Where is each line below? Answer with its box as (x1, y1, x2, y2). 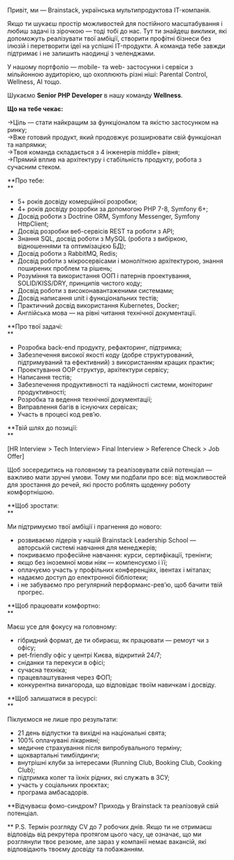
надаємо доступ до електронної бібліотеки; (17, 573, 148, 581)
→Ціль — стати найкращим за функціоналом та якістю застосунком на (7, 118, 219, 127)
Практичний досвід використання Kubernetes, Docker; (17, 301, 180, 310)
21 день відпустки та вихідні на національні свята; (17, 729, 167, 737)
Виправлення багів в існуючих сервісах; (17, 403, 138, 411)
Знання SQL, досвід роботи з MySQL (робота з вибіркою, (17, 234, 188, 243)
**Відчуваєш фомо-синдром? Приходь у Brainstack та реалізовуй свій (7, 802, 219, 810)
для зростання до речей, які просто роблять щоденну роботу (7, 480, 191, 489)
